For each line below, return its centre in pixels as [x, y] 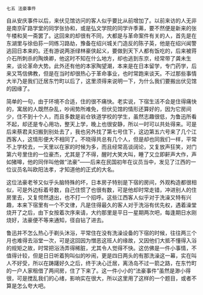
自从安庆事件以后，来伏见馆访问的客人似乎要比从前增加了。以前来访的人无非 [101, 21]
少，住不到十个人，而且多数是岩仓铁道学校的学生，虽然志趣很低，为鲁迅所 [99, 116]
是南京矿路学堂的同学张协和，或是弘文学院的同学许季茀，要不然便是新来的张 [101, 28]
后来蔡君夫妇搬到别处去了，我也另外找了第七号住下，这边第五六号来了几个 [99, 131]
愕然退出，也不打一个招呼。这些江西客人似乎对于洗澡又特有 [112, 197]
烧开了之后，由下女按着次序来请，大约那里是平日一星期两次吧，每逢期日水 [99, 212]
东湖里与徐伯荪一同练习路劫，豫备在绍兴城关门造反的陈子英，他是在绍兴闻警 [101, 43]
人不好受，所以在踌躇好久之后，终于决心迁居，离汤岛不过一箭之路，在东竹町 [101, 263]
